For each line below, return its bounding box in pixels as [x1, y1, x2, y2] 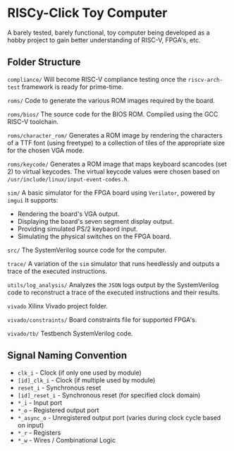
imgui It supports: [7, 196, 58, 204]
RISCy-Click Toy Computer [7, 5, 168, 21]
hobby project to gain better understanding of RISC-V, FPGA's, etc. [7, 35, 201, 44]
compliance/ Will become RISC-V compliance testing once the [7, 75, 187, 83]
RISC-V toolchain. [7, 117, 58, 126]
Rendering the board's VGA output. [17, 210, 120, 218]
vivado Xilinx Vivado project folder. [7, 301, 108, 310]
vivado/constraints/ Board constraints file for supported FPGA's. [7, 315, 197, 324]
